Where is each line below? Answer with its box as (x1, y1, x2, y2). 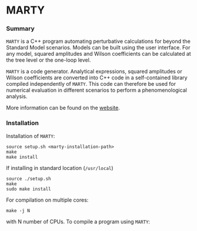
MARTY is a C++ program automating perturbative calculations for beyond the (6, 38, 191, 45)
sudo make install (6, 186, 51, 192)
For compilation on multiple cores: (6, 196, 89, 203)
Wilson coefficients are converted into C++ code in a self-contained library (6, 74, 188, 81)
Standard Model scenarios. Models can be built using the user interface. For (6, 44, 191, 51)
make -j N (6, 207, 31, 213)
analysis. (6, 93, 28, 100)
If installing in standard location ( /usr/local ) (6, 164, 113, 171)
